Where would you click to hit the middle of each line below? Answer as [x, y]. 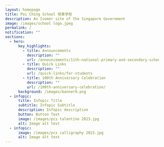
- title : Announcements [47, 50]
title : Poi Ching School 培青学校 [39, 14]
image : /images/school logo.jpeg [39, 23]
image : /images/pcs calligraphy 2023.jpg [61, 133]
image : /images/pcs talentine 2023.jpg [58, 119]
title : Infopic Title [40, 101]
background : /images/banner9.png [52, 92]
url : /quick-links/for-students [60, 73]
